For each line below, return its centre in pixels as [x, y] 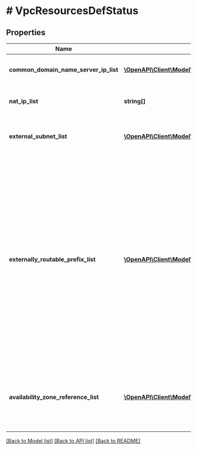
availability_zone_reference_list [54, 397]
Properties [26, 33]
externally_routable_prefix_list [52, 259]
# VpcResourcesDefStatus [72, 11]
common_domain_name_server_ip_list [64, 70]
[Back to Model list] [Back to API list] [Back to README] [73, 441]
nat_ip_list [24, 101]
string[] [135, 101]
